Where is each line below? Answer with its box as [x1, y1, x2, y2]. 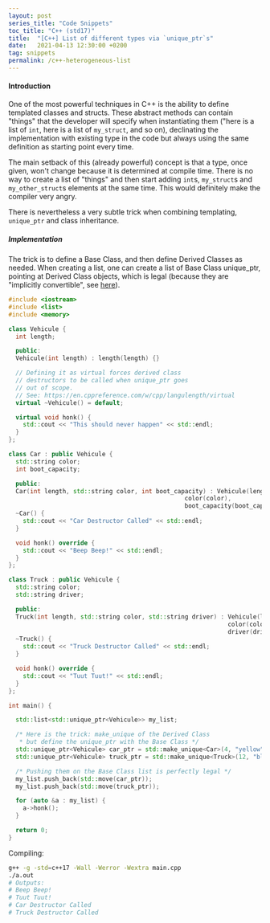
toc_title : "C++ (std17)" [8, 27, 95, 35]
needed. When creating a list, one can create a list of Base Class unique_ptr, [8, 263, 261, 273]
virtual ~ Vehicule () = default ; [15, 398, 125, 406]
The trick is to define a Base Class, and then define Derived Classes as [8, 255, 243, 264]
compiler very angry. [8, 192, 77, 202]
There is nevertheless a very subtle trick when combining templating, [8, 207, 237, 217]
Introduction [8, 81, 51, 91]
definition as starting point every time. [8, 142, 134, 152]
